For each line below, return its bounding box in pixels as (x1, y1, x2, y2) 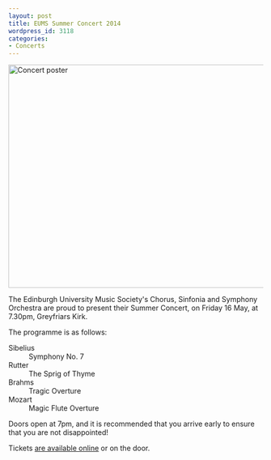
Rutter (8, 360, 29, 370)
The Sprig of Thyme (28, 369, 95, 379)
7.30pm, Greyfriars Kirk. (8, 312, 88, 322)
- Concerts (8, 42, 45, 50)
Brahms (8, 377, 35, 387)
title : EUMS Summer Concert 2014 (8, 19, 121, 28)
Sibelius (8, 343, 35, 353)
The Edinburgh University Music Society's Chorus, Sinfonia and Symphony (8, 295, 258, 305)
